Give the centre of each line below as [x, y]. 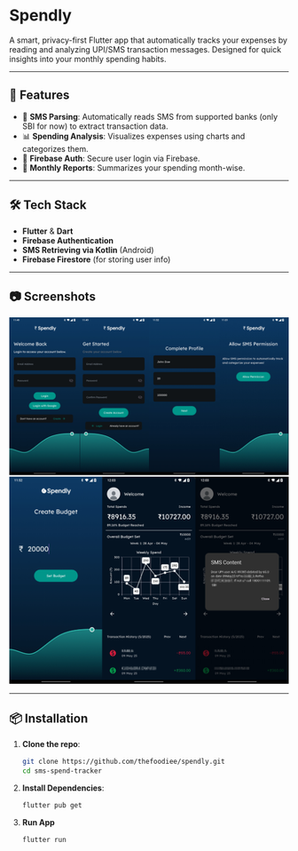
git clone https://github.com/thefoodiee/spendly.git [123, 762]
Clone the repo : [51, 744]
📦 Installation [49, 718]
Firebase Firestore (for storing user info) [96, 259]
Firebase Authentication [67, 240]
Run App [38, 822]
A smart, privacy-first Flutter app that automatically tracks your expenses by [149, 40]
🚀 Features [39, 95]
